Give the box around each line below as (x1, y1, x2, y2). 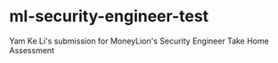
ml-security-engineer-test (9, 6, 209, 27)
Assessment (9, 44, 55, 55)
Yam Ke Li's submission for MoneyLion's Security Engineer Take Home (9, 35, 269, 46)
